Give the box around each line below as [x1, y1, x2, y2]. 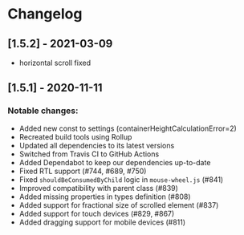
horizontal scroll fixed [18, 58, 91, 67]
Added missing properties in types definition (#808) [18, 192, 191, 201]
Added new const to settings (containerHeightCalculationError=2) [18, 124, 238, 133]
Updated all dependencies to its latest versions [18, 140, 175, 150]
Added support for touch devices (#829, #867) [18, 209, 175, 218]
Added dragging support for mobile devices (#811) [18, 217, 186, 227]
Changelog [7, 5, 83, 23]
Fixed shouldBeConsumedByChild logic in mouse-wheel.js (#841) [18, 174, 224, 184]
